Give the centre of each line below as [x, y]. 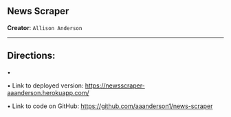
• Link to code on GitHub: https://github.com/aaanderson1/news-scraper [110, 106]
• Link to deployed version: [45, 86]
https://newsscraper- [115, 86]
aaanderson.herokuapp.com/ [48, 92]
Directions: [31, 56]
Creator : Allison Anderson [45, 27]
